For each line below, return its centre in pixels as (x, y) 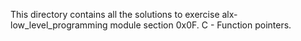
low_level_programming (59, 25)
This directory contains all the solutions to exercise (115, 14)
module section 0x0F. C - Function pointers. (200, 25)
